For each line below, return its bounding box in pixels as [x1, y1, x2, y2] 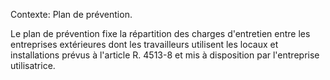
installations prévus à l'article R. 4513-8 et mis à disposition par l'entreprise [10, 49, 320, 61]
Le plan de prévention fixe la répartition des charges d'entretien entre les [10, 28, 311, 39]
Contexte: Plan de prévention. [10, 9, 133, 20]
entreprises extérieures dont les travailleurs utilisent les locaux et [10, 39, 279, 50]
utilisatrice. [10, 60, 56, 71]
